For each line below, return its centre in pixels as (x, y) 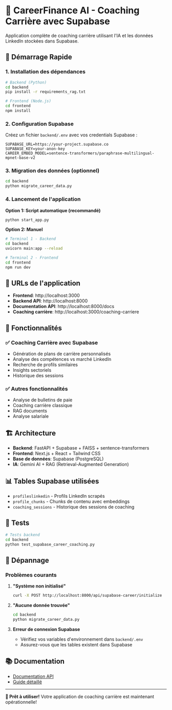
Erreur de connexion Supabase (46, 629)
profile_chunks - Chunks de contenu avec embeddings (71, 501)
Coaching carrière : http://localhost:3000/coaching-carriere (76, 312)
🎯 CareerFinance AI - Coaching (72, 11)
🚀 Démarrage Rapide (39, 57)
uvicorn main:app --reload (34, 249)
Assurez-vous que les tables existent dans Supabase (76, 644)
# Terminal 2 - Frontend (32, 258)
